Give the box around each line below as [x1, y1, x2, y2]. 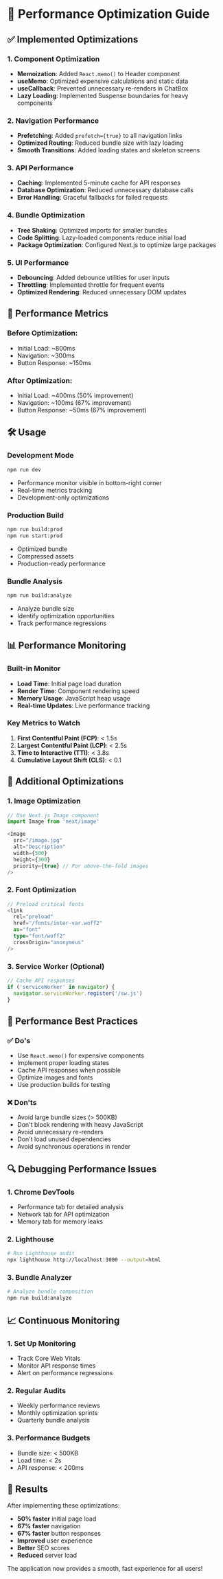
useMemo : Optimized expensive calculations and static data [16, 77, 189, 85]
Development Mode [7, 451, 74, 460]
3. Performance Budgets [7, 1434, 91, 1443]
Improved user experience [16, 1536, 93, 1545]
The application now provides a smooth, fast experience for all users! [7, 1565, 203, 1573]
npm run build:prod [7, 526, 63, 533]
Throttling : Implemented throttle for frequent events [16, 281, 165, 289]
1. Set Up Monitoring [7, 1338, 76, 1348]
